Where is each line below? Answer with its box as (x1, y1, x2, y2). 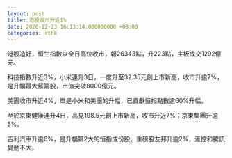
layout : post (7, 10, 45, 17)
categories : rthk (7, 29, 58, 37)
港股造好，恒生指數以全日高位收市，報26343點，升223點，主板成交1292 (7, 49, 215, 58)
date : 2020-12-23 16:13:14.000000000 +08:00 (7, 23, 138, 30)
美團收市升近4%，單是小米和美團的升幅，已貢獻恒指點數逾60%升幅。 (7, 97, 208, 105)
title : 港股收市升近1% (7, 17, 67, 24)
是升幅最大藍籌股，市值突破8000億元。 (7, 81, 120, 90)
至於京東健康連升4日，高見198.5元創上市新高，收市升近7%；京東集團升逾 (7, 111, 219, 120)
